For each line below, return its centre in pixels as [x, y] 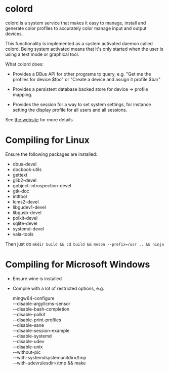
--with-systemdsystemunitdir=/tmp [49, 357]
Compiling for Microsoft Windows [78, 265]
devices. [14, 33]
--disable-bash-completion [41, 309]
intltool [20, 196]
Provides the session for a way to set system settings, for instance [82, 104]
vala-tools [23, 234]
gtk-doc [21, 191]
